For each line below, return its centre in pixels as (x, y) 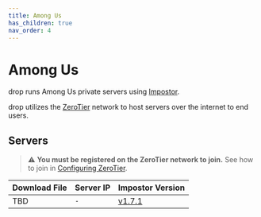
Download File (40, 188)
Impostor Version (151, 188)
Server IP (93, 188)
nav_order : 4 (30, 30)
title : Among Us (35, 15)
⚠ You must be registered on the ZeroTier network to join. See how (140, 160)
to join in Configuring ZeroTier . (77, 169)
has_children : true (40, 23)
